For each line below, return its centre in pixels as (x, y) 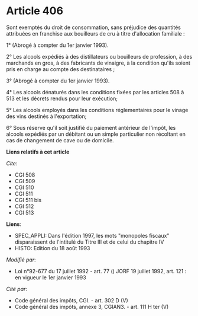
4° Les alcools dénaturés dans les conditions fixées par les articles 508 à (95, 92)
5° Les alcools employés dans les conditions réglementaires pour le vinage (97, 110)
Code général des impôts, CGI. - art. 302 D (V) (71, 300)
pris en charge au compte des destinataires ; (61, 69)
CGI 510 (24, 187)
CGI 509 (25, 181)
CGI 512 (24, 206)
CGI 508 (25, 175)
